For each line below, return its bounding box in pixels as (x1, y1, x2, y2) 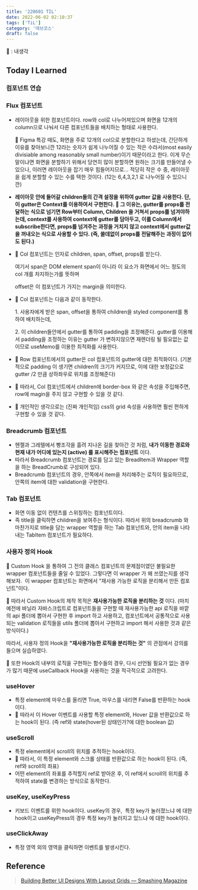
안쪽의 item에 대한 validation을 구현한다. (14, 479, 110, 486)
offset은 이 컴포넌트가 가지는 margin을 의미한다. (14, 283, 127, 290)
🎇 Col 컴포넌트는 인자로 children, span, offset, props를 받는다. (14, 250, 162, 257)
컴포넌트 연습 (6, 84, 41, 92)
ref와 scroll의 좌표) (14, 763, 59, 770)
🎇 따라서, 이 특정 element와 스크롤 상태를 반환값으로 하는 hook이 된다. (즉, (14, 755, 188, 763)
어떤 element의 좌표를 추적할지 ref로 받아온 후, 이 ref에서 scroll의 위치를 (14, 770, 183, 777)
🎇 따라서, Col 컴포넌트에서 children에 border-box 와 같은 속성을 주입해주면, (14, 383, 191, 390)
